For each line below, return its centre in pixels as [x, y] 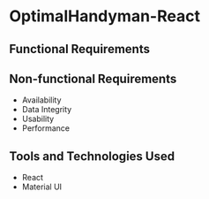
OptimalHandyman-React [105, 16]
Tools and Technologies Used [92, 156]
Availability [41, 100]
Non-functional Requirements [93, 78]
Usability [38, 119]
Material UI [42, 187]
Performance [46, 128]
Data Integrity [47, 110]
